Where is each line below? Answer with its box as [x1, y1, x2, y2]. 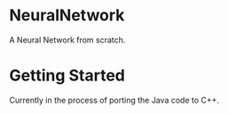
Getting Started [9, 65, 126, 86]
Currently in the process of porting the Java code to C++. [9, 95, 220, 105]
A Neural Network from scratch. [9, 34, 126, 45]
